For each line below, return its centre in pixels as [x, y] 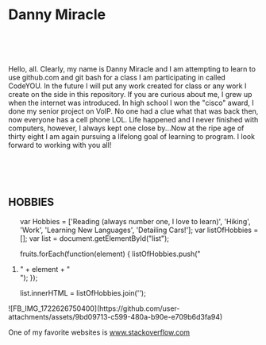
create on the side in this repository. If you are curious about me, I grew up [130, 94]
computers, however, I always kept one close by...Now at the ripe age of [126, 128]
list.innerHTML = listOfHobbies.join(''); [83, 293]
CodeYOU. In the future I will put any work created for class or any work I [127, 86]
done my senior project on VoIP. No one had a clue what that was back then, [133, 111]
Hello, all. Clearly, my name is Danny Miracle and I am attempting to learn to [132, 68]
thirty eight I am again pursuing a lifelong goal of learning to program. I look [132, 136]
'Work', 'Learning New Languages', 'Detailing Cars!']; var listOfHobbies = [139, 230]
